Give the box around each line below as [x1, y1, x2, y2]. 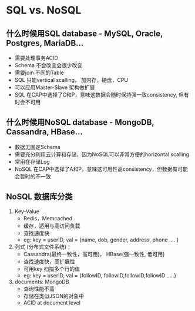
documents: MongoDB [14, 278, 69, 285]
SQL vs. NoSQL [6, 4, 82, 17]
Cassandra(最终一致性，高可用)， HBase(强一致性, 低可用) [23, 250, 165, 257]
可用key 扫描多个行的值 [23, 265, 80, 272]
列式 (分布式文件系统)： [14, 243, 72, 250]
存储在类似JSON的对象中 [23, 292, 84, 299]
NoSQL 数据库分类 [6, 192, 73, 202]
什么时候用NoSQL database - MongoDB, [6, 117, 154, 127]
